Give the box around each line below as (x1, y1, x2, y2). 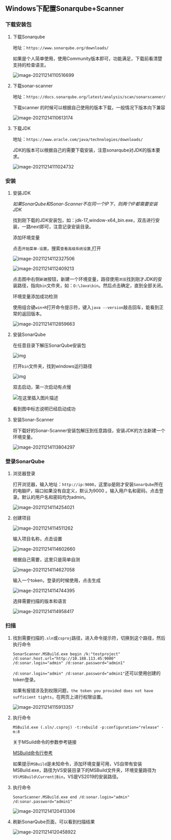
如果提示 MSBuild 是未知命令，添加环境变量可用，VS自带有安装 (12, 761, 142, 767)
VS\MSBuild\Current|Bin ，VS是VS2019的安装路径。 (12, 773, 121, 780)
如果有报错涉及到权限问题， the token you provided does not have (12, 687, 154, 694)
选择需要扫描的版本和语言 (12, 598, 67, 604)
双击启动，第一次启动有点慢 (12, 384, 71, 390)
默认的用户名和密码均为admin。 (21, 494, 89, 500)
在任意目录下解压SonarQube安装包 (12, 342, 86, 348)
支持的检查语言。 (12, 61, 49, 68)
